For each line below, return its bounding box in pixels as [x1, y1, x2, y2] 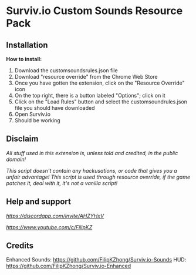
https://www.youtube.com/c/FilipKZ [6, 223, 93, 230]
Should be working [14, 117, 60, 124]
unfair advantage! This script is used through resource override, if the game [6, 173, 191, 180]
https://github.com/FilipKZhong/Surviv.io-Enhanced [6, 263, 131, 270]
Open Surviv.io [14, 110, 51, 118]
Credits [6, 241, 34, 251]
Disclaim [6, 134, 39, 144]
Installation [6, 40, 48, 50]
